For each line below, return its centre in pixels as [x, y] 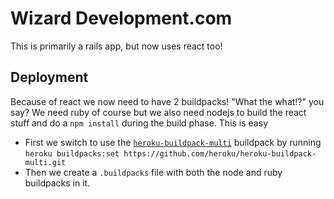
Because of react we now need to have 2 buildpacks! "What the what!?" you [167, 101]
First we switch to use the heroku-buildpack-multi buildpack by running [173, 142]
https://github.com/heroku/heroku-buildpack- [220, 153]
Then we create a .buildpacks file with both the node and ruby [153, 172]
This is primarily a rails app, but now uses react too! [116, 46]
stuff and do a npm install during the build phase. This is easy [139, 123]
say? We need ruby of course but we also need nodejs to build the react [158, 112]
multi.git [45, 162]
